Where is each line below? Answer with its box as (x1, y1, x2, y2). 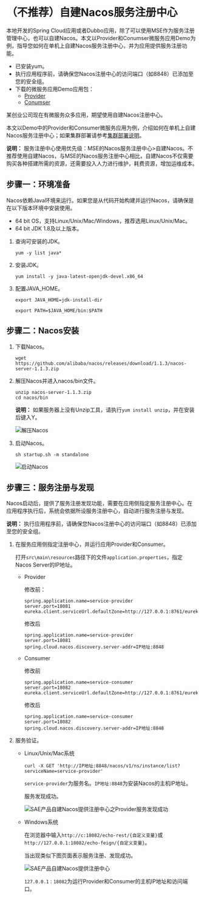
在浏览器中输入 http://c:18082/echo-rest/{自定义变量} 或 (24, 831, 163, 839)
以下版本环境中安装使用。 (11, 204, 76, 212)
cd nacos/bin (15, 395, 49, 401)
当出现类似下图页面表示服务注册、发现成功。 (24, 852, 137, 859)
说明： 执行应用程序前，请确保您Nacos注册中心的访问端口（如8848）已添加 (6, 520, 197, 528)
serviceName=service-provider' (24, 768, 104, 775)
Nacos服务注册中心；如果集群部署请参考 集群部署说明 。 (6, 131, 145, 139)
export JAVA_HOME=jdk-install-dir (15, 297, 103, 303)
